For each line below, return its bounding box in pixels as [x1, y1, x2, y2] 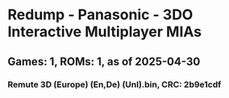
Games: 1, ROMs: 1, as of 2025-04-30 [7, 55, 201, 68]
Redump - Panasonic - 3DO [7, 6, 194, 24]
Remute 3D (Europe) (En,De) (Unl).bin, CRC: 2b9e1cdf [7, 79, 222, 90]
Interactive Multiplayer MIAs [7, 22, 202, 41]
